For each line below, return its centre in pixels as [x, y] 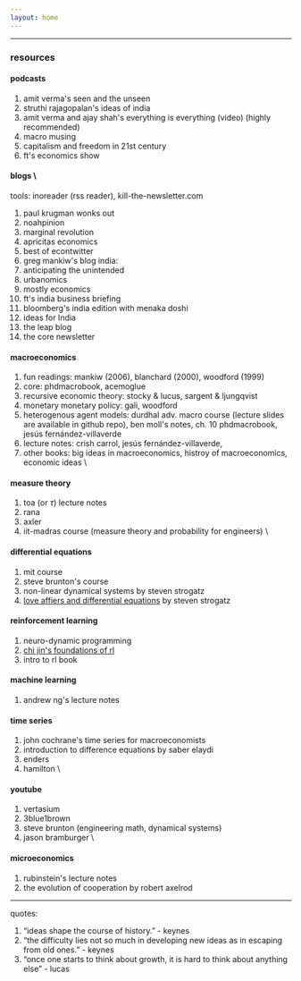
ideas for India [50, 317]
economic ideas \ [55, 462]
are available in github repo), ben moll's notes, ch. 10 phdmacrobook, [150, 425]
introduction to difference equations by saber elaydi [118, 750]
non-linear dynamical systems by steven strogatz [114, 590]
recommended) [51, 127]
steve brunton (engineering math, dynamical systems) [122, 828]
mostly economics [57, 289]
